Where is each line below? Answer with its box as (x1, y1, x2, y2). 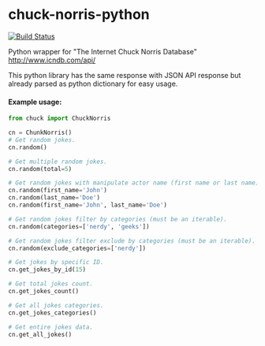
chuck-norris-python (8, 6, 150, 24)
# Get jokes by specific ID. (8, 259, 104, 266)
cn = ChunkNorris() (8, 128, 73, 137)
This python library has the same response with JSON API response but (8, 70, 241, 80)
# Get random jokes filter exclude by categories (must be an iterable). (8, 236, 256, 245)
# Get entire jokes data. (8, 323, 93, 331)
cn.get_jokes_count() (8, 288, 80, 296)
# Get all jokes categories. (8, 301, 104, 309)
